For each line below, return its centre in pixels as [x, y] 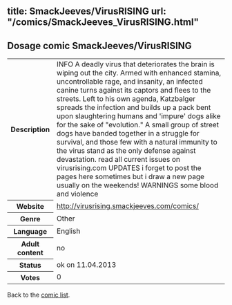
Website [30, 206]
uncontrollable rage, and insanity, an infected [129, 82]
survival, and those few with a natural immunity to [137, 142]
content [30, 252]
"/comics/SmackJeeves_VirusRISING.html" [103, 22]
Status [30, 265]
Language [30, 231]
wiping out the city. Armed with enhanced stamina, [139, 73]
